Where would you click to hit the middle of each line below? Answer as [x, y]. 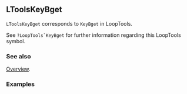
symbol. [16, 41]
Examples [21, 84]
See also [19, 56]
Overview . [18, 69]
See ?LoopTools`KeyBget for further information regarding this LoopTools [93, 35]
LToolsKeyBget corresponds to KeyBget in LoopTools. [69, 23]
